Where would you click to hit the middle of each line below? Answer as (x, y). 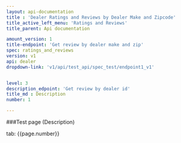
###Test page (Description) (41, 122)
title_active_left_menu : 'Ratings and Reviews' (67, 23)
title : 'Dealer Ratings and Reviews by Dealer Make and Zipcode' (91, 17)
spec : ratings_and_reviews (40, 51)
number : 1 (19, 100)
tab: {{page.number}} (33, 133)
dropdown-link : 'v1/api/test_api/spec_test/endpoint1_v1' (80, 67)
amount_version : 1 (29, 39)
